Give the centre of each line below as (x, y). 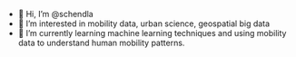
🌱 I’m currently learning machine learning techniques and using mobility (152, 33)
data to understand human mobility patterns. (101, 43)
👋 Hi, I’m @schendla (55, 14)
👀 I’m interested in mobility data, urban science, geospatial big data (144, 24)
